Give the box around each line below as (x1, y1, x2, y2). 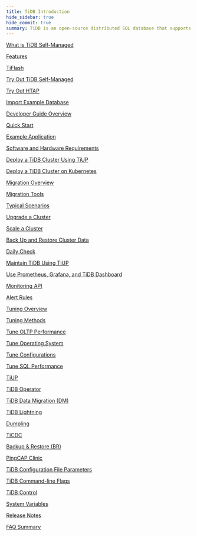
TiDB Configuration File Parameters (6, 466, 93, 473)
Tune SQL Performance (6, 362, 63, 370)
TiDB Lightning (6, 409, 42, 416)
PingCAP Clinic (6, 454, 43, 462)
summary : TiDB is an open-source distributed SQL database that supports (6, 25, 192, 31)
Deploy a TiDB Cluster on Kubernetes (6, 168, 97, 175)
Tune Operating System (6, 340, 64, 347)
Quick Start (6, 122, 34, 129)
